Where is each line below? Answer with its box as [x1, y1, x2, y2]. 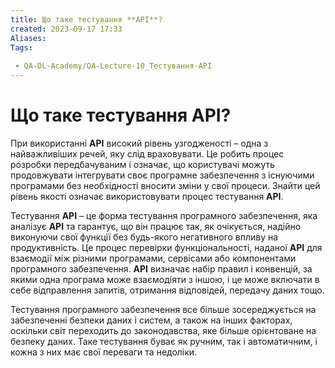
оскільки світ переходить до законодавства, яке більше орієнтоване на [10, 324, 317, 336]
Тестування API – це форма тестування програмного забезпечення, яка [10, 209, 318, 221]
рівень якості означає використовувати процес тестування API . [10, 190, 284, 202]
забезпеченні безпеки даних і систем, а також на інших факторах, [10, 314, 293, 326]
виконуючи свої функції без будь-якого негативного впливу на [10, 231, 279, 243]
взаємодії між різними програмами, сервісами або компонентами [10, 252, 297, 264]
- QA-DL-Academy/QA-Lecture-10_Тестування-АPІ [14, 61, 213, 71]
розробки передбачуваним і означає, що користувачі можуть [10, 158, 276, 170]
